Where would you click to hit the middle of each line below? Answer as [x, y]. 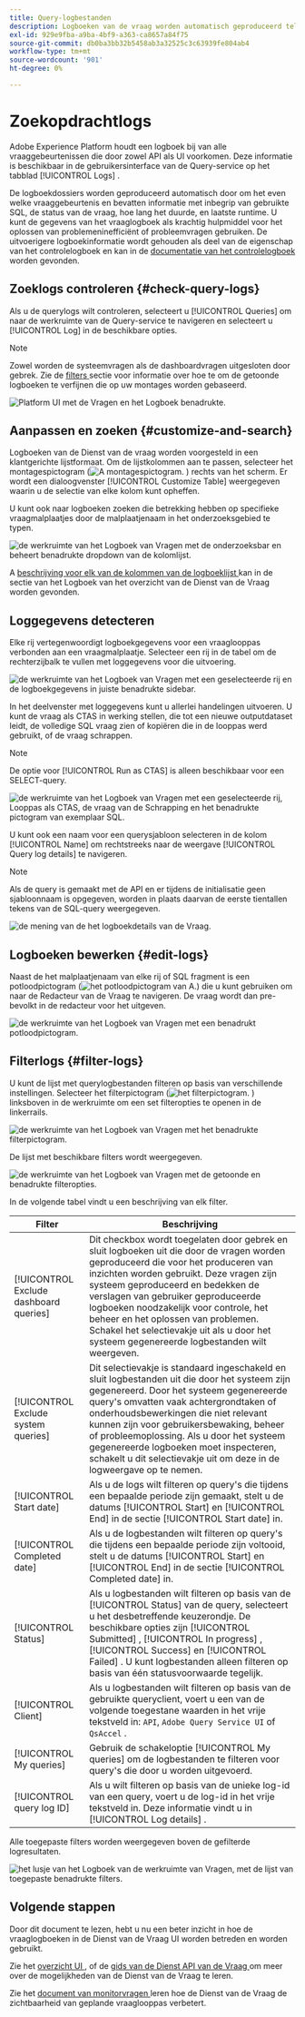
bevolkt [24, 1006]
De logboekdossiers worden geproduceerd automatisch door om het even [148, 192]
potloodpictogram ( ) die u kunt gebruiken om [151, 987]
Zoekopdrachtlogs [81, 121]
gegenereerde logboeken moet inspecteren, [183, 1447]
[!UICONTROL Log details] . [148, 1819]
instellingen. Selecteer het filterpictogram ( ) [132, 1092]
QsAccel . [108, 1733]
